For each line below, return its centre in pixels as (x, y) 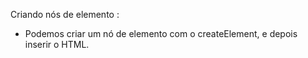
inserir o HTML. (57, 44)
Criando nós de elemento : (65, 14)
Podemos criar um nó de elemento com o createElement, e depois (161, 33)
